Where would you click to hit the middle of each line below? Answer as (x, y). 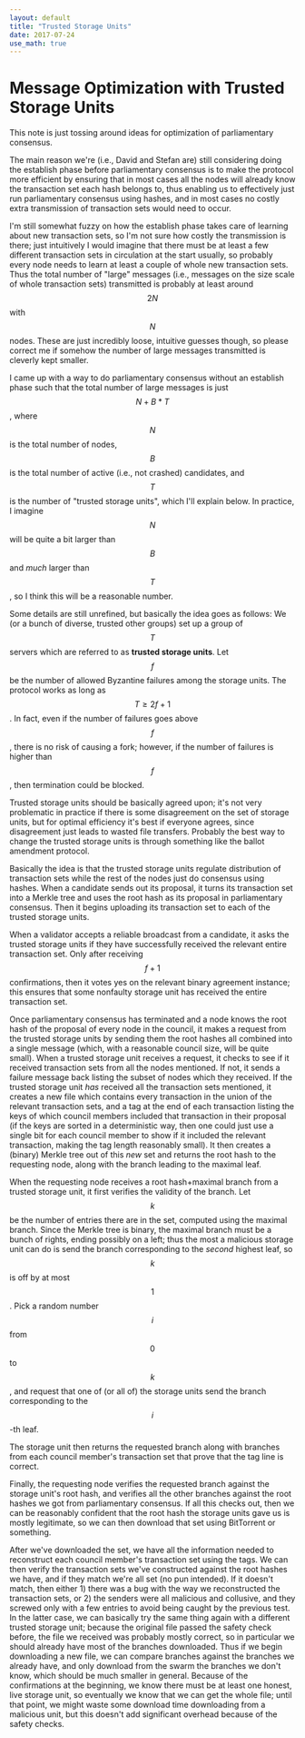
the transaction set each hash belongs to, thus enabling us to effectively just (152, 189)
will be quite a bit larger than (63, 540)
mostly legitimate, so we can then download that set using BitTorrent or (143, 1523)
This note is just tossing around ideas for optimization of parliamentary (142, 133)
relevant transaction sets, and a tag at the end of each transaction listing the (152, 1106)
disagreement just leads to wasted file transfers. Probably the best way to (148, 832)
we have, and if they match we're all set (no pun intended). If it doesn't (142, 1579)
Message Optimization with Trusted (147, 88)
